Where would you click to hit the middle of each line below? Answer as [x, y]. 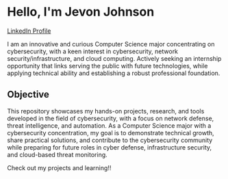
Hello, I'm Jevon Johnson [81, 12]
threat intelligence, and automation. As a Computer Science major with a [109, 125]
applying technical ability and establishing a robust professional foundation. [114, 73]
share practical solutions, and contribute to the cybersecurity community [110, 140]
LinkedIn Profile [29, 31]
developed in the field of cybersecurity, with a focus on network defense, [111, 118]
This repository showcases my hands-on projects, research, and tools [106, 111]
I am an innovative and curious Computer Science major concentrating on [111, 44]
